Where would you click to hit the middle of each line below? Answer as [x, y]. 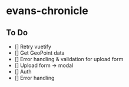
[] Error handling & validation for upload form [69, 59]
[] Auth [23, 71]
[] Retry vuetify [33, 46]
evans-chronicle [47, 11]
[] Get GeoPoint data [39, 53]
